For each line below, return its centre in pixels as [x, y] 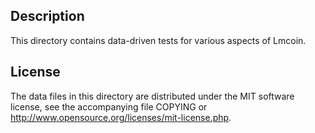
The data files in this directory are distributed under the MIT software [152, 96]
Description [47, 16]
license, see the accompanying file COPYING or [109, 106]
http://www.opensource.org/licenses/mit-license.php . [121, 117]
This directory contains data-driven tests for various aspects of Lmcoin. [158, 40]
